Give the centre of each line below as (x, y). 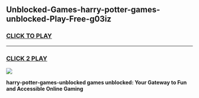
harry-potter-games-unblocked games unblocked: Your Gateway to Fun (97, 82)
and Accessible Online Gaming (45, 88)
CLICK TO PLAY (29, 36)
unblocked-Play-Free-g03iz (59, 19)
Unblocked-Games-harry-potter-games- (83, 10)
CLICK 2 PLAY (27, 58)
